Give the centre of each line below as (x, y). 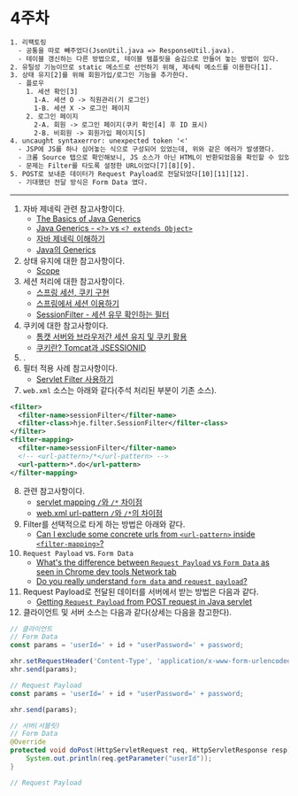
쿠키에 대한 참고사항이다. (65, 325)
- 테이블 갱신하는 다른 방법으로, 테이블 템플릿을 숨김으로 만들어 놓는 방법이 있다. (149, 58)
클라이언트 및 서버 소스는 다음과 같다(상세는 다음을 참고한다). (127, 612)
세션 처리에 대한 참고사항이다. (74, 281)
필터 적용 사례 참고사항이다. (70, 367)
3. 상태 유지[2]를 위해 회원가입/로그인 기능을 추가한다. (99, 75)
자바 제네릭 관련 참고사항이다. (74, 208)
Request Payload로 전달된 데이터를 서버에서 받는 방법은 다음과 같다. (141, 591)
